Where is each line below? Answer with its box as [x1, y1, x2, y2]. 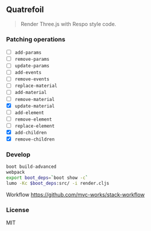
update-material [14, 103, 55, 109]
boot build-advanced [6, 164, 57, 170]
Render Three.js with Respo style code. [20, 20, 117, 27]
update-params [14, 63, 50, 69]
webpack [6, 170, 25, 175]
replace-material [14, 83, 58, 89]
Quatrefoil [6, 5, 44, 15]
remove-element [14, 116, 52, 122]
